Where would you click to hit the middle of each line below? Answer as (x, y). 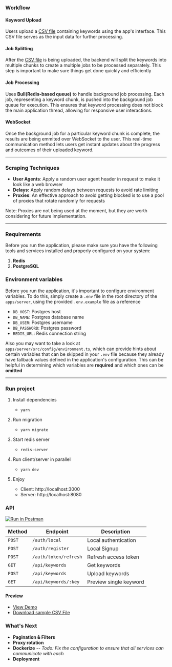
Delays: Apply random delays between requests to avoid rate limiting (85, 190)
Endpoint (57, 532)
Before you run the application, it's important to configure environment (80, 291)
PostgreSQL (26, 266)
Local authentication (112, 540)
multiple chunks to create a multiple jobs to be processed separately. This (83, 65)
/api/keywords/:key (56, 582)
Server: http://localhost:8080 (51, 494)
